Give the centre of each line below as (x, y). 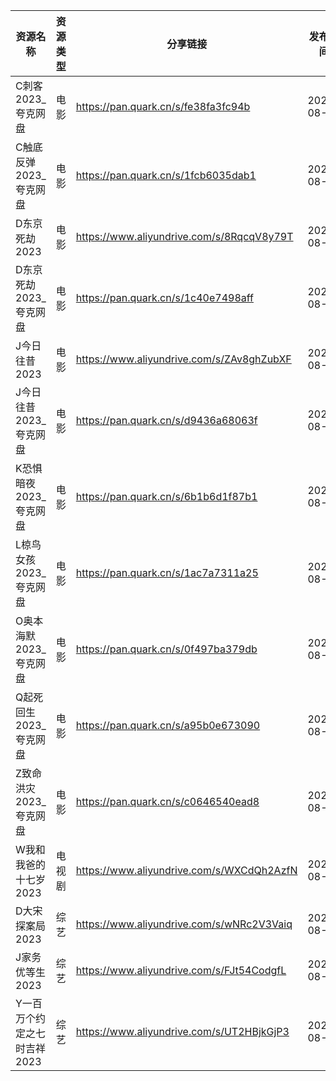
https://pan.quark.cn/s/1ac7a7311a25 (167, 572)
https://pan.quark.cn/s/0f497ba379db (166, 649)
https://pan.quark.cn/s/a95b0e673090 (168, 725)
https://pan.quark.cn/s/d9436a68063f (166, 420)
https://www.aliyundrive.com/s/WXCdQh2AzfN (186, 870)
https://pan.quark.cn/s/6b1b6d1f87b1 (166, 496)
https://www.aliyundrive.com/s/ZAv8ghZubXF (183, 359)
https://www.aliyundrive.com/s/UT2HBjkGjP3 (182, 1031)
